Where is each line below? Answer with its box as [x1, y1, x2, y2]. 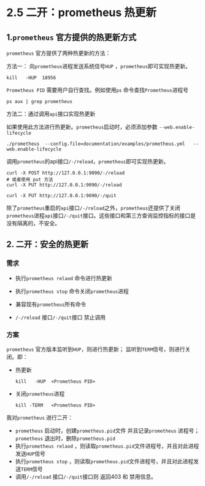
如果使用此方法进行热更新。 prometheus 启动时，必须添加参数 [6, 123, 158, 130]
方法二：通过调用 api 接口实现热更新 [6, 110, 96, 117]
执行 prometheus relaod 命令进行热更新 [15, 274, 112, 281]
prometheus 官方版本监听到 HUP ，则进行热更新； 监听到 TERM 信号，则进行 [6, 345, 185, 353]
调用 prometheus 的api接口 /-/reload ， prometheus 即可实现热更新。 [6, 158, 169, 165]
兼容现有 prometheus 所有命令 [15, 300, 87, 308]
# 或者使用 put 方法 [6, 176, 53, 182]
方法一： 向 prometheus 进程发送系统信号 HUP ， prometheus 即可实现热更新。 [6, 63, 191, 69]
